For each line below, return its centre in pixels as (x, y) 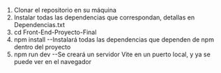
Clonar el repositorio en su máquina (65, 10)
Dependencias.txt (39, 25)
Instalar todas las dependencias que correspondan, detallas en (104, 17)
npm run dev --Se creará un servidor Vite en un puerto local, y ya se (112, 54)
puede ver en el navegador (53, 62)
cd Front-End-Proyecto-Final (55, 32)
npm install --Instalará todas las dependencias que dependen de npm (114, 40)
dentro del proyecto (42, 47)
